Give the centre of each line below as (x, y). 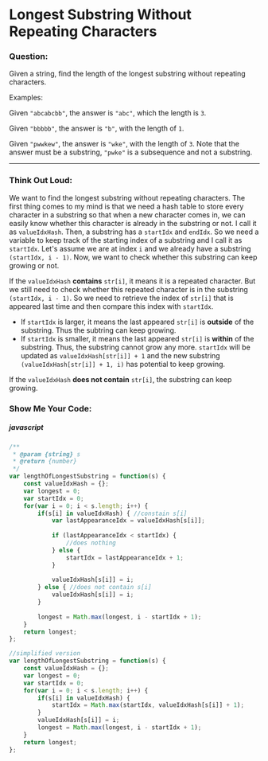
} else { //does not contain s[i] (95, 587)
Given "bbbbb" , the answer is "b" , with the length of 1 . (97, 128)
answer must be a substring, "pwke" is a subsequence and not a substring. (131, 152)
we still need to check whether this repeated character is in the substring (129, 289)
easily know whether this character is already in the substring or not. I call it (133, 223)
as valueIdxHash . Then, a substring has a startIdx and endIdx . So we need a (134, 232)
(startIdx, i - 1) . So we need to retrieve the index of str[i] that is (121, 298)
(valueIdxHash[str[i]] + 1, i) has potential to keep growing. (123, 364)
